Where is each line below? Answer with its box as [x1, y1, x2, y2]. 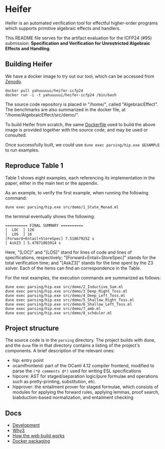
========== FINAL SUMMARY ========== [5, 223, 83, 228]
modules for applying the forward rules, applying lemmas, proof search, [12, 389, 160, 395]
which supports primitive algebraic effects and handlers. [5, 25, 121, 31]
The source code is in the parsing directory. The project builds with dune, [5, 337, 156, 343]
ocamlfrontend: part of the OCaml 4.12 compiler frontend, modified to [12, 363, 155, 369]
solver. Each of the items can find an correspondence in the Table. [5, 265, 141, 271]
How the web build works [12, 433, 65, 439]
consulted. [5, 132, 27, 138]
